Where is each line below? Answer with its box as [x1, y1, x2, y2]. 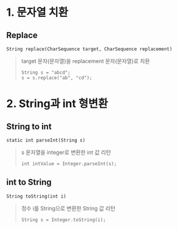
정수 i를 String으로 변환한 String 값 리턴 [21, 204, 115, 212]
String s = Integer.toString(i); [21, 216, 106, 223]
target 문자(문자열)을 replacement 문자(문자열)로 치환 [21, 58, 150, 64]
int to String [6, 177, 52, 188]
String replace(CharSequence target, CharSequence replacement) [6, 46, 173, 52]
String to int [6, 121, 52, 131]
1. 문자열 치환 [6, 5, 69, 19]
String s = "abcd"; [21, 70, 71, 76]
